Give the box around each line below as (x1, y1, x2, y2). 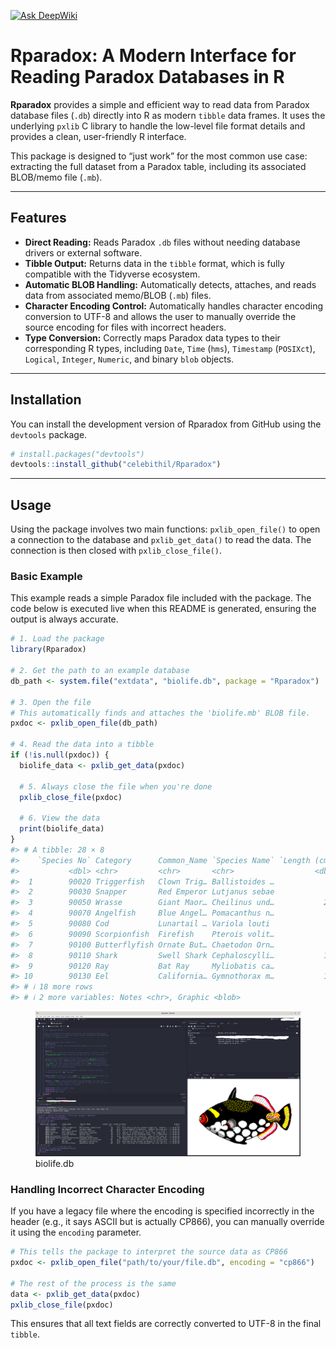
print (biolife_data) (19, 824, 105, 834)
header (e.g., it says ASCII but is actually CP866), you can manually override (10, 1216, 325, 1228)
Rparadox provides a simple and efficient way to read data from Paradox (10, 98, 310, 110)
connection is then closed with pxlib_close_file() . (10, 545, 223, 557)
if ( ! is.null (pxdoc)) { (10, 750, 110, 760)
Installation (10, 391, 82, 409)
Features (10, 210, 67, 227)
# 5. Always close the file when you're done (19, 781, 213, 792)
